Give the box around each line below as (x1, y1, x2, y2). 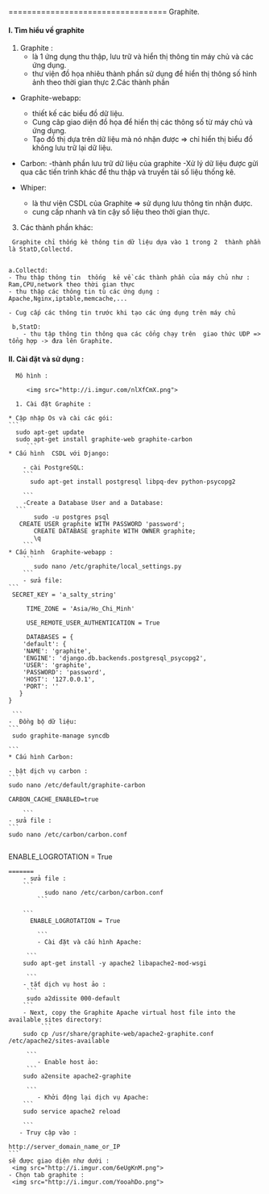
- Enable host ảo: (37, 1058, 99, 1067)
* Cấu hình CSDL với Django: (8, 449, 110, 458)
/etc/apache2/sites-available (8, 1037, 110, 1046)
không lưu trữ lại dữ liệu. (31, 143, 113, 152)
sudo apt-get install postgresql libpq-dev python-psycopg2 (29, 478, 236, 486)
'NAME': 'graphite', (23, 647, 92, 656)
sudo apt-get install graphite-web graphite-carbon (15, 436, 193, 444)
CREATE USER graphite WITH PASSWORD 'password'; (19, 520, 185, 528)
